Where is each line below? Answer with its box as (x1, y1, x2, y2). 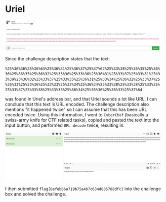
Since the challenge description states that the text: (5, 55, 110, 61)
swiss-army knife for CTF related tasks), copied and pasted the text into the (5, 117, 160, 123)
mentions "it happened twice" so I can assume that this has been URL (5, 106, 147, 112)
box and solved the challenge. (5, 191, 67, 197)
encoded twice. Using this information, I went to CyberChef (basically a (5, 111, 148, 117)
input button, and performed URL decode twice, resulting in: (5, 122, 125, 128)
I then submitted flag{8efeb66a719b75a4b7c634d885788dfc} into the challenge (5, 186, 162, 192)
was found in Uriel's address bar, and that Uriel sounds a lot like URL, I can (5, 96, 157, 102)
